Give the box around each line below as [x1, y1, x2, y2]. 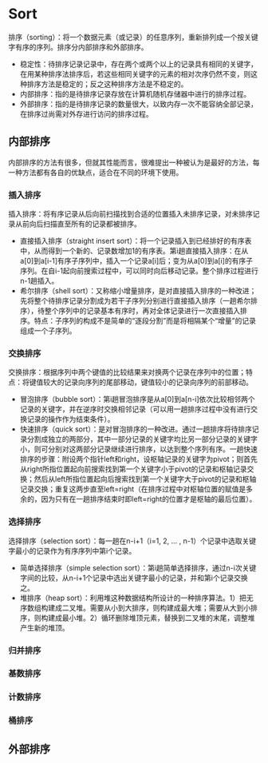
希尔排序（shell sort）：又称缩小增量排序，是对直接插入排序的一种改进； [19, 286, 257, 296]
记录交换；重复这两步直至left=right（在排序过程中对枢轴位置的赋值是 [19, 484, 246, 494]
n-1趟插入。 [19, 276, 59, 286]
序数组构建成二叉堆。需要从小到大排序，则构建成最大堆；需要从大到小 [19, 602, 251, 612]
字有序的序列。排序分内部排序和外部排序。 [8, 42, 148, 52]
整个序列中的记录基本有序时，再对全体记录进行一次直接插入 [44, 306, 241, 316]
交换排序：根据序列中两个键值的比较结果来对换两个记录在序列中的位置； [8, 368, 246, 377]
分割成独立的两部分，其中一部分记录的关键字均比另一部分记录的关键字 [26, 435, 258, 444]
